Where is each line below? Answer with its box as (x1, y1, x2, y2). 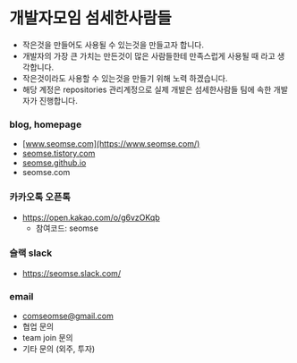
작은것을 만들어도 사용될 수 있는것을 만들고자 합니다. (21, 39, 204, 50)
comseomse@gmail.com (21, 310, 114, 322)
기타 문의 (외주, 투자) (21, 343, 96, 354)
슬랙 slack (9, 247, 53, 259)
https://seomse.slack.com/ (21, 267, 122, 278)
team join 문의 (21, 333, 73, 343)
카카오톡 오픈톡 (9, 191, 72, 204)
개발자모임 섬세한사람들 (9, 8, 172, 29)
